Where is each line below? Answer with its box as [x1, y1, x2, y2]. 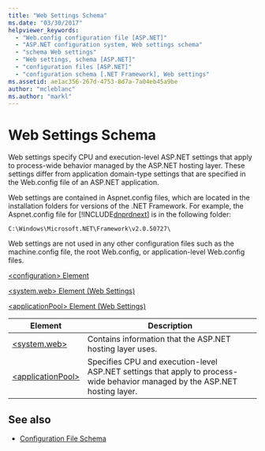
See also [8, 412, 51, 427]
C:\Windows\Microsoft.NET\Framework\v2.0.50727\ [8, 225, 171, 233]
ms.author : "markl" [8, 92, 73, 100]
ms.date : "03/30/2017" [8, 19, 83, 27]
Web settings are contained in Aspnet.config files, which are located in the [8, 193, 250, 202]
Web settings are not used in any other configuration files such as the [8, 239, 234, 249]
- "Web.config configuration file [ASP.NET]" [15, 33, 168, 42]
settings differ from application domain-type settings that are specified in [8, 169, 246, 179]
